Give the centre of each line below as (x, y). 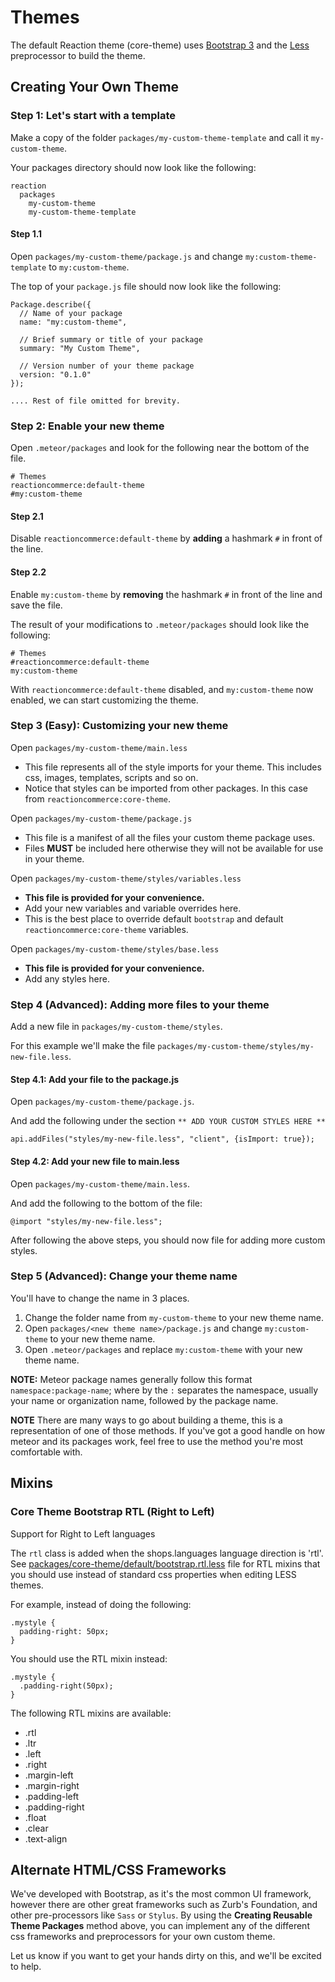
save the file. (36, 605)
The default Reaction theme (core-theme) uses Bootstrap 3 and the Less (160, 45)
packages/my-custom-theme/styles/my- (236, 1047)
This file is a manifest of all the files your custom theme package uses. (170, 837)
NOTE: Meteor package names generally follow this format (131, 1379)
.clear (36, 1828)
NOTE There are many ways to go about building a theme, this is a (146, 1420)
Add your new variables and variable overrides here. (133, 908)
